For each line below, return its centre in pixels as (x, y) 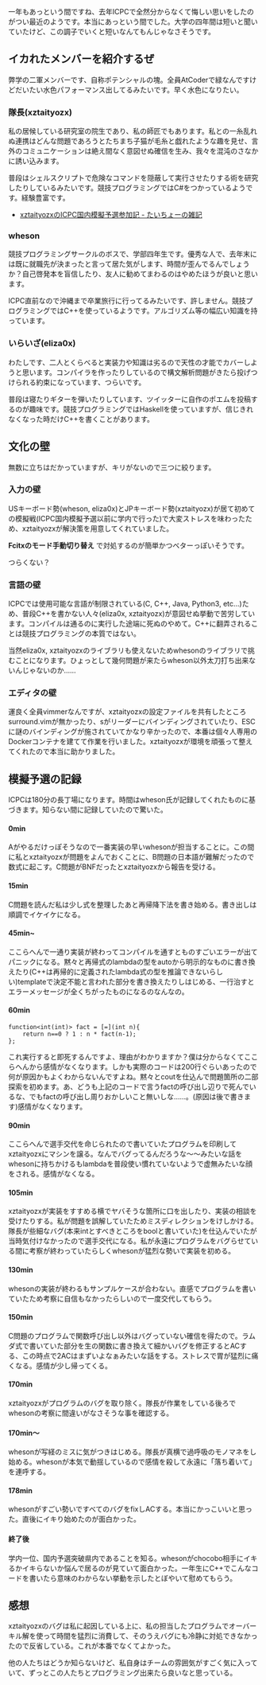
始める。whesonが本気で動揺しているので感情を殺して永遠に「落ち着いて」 (132, 1462)
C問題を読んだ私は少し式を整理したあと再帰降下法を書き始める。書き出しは (133, 904)
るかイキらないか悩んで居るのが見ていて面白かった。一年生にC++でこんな (130, 1568)
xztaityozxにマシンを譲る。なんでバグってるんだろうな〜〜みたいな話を (125, 1154)
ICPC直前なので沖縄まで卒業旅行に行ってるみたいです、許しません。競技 (127, 301)
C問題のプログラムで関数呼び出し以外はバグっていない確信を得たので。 (125, 1336)
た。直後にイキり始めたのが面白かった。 (74, 1519)
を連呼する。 (29, 1472)
